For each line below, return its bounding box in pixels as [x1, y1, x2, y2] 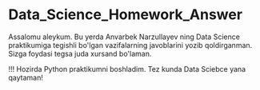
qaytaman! [8, 72, 44, 82]
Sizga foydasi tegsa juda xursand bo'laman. [8, 49, 152, 58]
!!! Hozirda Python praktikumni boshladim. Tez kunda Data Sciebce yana [8, 64, 246, 73]
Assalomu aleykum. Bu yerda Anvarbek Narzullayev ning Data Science [8, 32, 240, 41]
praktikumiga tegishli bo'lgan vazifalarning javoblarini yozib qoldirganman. [8, 40, 253, 49]
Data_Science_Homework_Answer [8, 6, 242, 24]
